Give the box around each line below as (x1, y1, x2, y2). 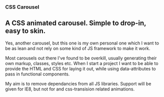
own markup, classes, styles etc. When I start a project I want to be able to (5, 60, 159, 66)
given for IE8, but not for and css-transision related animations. (5, 86, 135, 92)
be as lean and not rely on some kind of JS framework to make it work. (5, 45, 151, 51)
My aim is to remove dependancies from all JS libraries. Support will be (5, 80, 152, 86)
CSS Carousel (5, 3, 39, 10)
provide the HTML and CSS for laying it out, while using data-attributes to (5, 65, 156, 71)
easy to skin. (5, 26, 46, 35)
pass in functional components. (5, 71, 70, 77)
